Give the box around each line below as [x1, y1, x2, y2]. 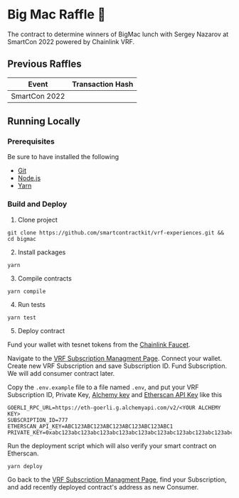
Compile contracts [17, 274, 73, 283]
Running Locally [7, 115, 80, 127]
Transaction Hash [72, 79, 134, 89]
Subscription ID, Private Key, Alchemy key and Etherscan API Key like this [7, 390, 223, 399]
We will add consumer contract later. [7, 369, 115, 377]
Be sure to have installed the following [7, 153, 119, 161]
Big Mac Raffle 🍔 [7, 6, 106, 23]
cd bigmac [7, 235, 37, 242]
